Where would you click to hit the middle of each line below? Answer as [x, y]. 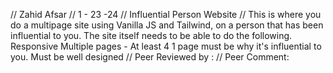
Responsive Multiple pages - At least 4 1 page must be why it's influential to [166, 46]
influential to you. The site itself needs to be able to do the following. [151, 35]
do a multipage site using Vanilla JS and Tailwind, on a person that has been [167, 25]
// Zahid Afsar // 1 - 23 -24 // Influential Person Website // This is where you [166, 14]
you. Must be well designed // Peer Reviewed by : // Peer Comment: [150, 57]
